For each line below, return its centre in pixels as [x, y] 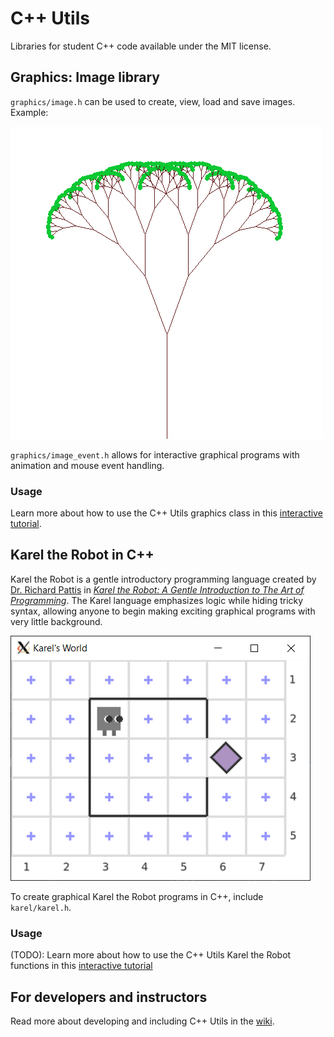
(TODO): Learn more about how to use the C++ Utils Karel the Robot [151, 955]
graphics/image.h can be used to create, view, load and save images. [153, 101]
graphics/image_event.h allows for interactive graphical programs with [155, 454]
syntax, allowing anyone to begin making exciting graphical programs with [163, 611]
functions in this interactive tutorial [81, 966]
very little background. [56, 621]
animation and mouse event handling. [87, 465]
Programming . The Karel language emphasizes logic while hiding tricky [157, 600]
